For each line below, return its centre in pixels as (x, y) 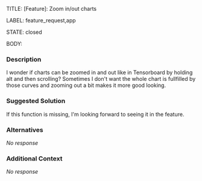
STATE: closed (24, 32)
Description (24, 59)
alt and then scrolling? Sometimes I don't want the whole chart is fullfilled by (101, 79)
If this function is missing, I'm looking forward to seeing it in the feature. (95, 114)
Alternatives (25, 130)
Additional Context (34, 158)
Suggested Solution (36, 101)
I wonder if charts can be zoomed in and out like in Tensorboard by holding (99, 72)
